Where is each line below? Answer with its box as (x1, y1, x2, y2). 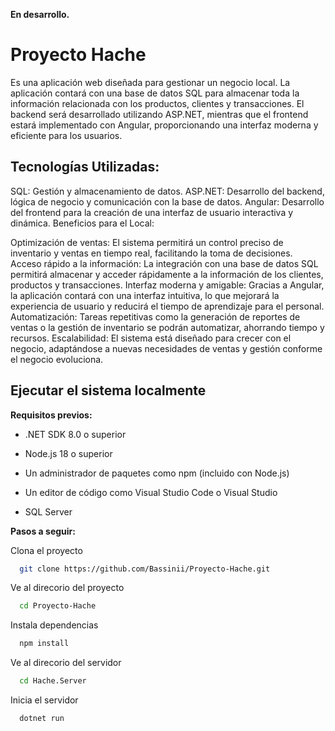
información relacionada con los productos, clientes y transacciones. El (10, 97, 305, 109)
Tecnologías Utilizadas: (10, 159, 160, 176)
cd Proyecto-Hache (19, 601, 97, 611)
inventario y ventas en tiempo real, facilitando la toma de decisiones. (10, 247, 293, 259)
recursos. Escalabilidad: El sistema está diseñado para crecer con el (10, 332, 292, 344)
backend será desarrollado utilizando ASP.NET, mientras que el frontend (10, 108, 309, 120)
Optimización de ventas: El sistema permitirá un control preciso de (10, 236, 284, 248)
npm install (19, 639, 70, 649)
